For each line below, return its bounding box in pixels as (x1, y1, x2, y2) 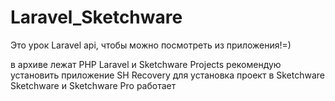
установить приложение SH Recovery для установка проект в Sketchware (10, 69, 326, 81)
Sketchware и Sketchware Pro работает (10, 79, 177, 91)
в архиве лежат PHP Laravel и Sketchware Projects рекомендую (10, 58, 282, 70)
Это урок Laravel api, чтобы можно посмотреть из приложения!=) (10, 39, 292, 51)
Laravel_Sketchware (10, 6, 183, 29)
